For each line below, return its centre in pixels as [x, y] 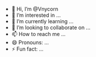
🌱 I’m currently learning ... [42, 21]
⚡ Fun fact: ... [27, 49]
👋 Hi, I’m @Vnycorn [35, 9]
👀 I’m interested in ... [36, 15]
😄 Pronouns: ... [30, 42]
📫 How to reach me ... [38, 34]
